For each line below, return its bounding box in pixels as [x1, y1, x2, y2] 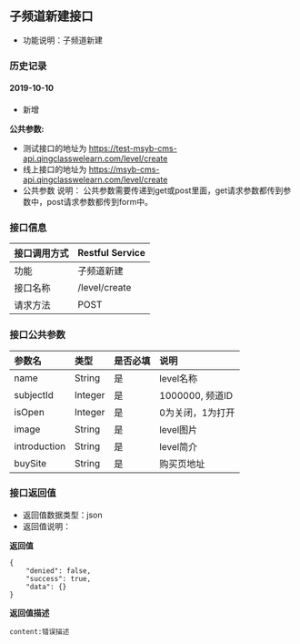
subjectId [14, 388, 55, 401]
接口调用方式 [14, 247, 70, 260]
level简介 [158, 440, 198, 453]
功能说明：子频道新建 [22, 35, 103, 46]
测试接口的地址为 [22, 142, 87, 153]
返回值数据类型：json [22, 509, 103, 520]
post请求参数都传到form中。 [46, 196, 153, 207]
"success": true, [25, 574, 92, 583]
